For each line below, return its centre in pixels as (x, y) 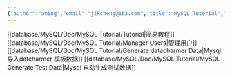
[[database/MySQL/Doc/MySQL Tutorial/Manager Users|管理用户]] (102, 43)
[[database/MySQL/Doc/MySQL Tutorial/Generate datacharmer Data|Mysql (114, 50)
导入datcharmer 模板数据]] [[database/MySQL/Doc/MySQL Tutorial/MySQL (114, 59)
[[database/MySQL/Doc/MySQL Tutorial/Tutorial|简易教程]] (91, 34)
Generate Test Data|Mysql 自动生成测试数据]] (71, 67)
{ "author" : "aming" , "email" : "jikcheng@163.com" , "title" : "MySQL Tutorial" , (116, 13)
